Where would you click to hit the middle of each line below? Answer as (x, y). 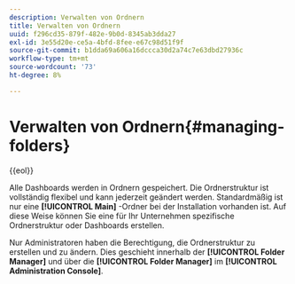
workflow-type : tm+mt (49, 59)
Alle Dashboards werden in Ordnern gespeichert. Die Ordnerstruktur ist (139, 187)
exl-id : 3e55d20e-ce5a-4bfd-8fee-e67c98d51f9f (97, 42)
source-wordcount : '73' (53, 67)
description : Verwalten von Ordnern (77, 17)
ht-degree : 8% (35, 75)
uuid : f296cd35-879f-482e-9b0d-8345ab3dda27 (93, 34)
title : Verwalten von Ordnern (65, 26)
